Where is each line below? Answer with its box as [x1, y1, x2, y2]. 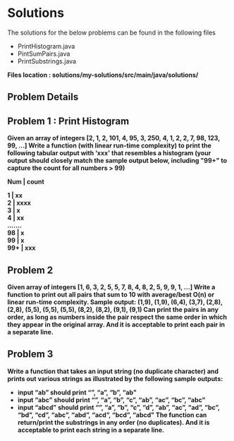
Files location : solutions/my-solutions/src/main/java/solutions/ [7, 71, 199, 79]
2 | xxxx [7, 199, 32, 207]
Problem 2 [7, 264, 54, 276]
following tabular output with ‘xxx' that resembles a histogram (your [7, 149, 211, 157]
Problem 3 [7, 348, 54, 361]
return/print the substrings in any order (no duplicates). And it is [17, 418, 210, 426]
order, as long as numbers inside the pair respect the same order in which [7, 313, 228, 321]
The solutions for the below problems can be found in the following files [7, 28, 216, 37]
